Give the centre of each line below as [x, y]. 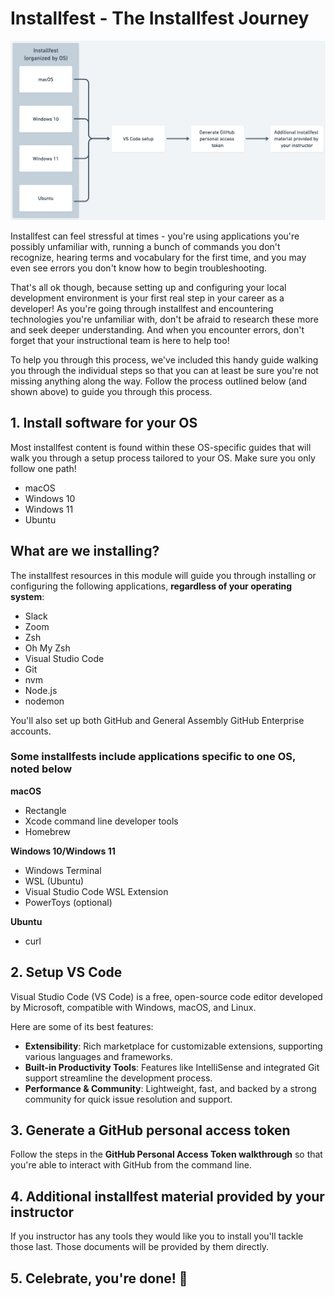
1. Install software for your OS [104, 423]
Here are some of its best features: [82, 1026]
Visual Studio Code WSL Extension [96, 891]
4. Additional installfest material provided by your [167, 1196]
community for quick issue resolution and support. [128, 1099]
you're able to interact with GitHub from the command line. [131, 1165]
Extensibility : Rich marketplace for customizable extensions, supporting [173, 1046]
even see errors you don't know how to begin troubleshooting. [139, 268]
